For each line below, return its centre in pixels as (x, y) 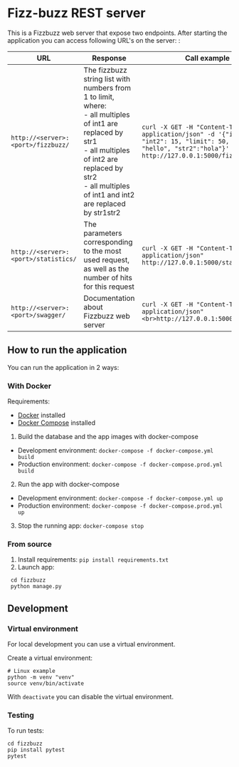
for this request (109, 287)
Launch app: (36, 567)
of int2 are (101, 159)
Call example (207, 58)
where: (95, 105)
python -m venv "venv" (41, 678)
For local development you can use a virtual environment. (91, 644)
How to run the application (67, 350)
